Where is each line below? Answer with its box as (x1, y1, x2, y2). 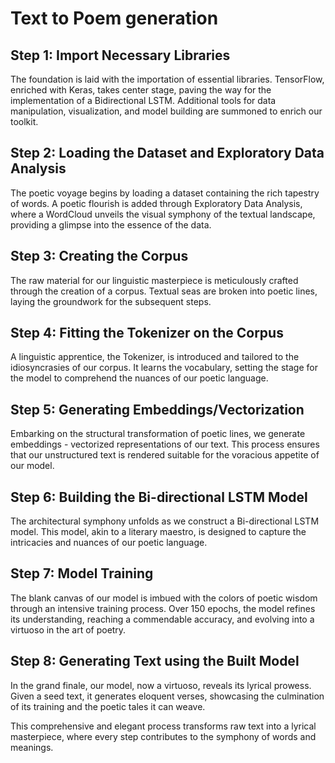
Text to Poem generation (10, 7, 219, 30)
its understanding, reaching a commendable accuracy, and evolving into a (10, 613, 315, 625)
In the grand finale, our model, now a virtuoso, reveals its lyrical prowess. (10, 679, 312, 691)
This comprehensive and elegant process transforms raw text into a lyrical (10, 720, 317, 732)
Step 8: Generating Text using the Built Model (10, 653, 300, 670)
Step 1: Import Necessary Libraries (10, 47, 231, 64)
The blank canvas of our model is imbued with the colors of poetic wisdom (10, 592, 318, 604)
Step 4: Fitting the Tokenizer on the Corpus (10, 325, 284, 342)
